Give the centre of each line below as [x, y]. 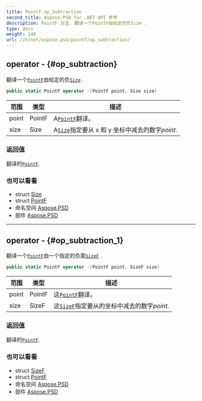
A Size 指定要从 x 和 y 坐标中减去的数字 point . [115, 130]
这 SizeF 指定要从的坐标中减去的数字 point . [111, 306]
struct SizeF [30, 370]
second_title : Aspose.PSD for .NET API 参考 [62, 17]
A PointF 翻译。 [74, 118]
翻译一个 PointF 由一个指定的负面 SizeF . [54, 256]
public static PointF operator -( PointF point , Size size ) [82, 91]
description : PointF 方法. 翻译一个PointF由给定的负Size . [77, 23]
